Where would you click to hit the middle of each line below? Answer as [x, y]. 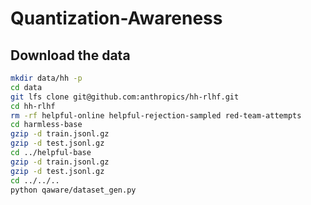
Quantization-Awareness [116, 18]
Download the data [70, 55]
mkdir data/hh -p [46, 78]
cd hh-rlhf [33, 106]
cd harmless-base [46, 125]
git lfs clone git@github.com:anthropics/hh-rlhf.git [125, 97]
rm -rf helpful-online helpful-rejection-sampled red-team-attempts [156, 115]
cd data [26, 87]
